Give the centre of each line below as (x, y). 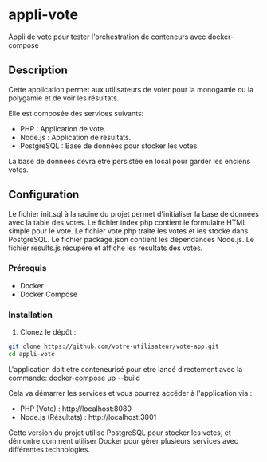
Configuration (44, 195)
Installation (31, 315)
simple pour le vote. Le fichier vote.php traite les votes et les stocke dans (128, 231)
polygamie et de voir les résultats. (64, 98)
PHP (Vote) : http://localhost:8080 (76, 409)
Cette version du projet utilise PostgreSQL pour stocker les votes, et (120, 433)
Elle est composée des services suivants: (76, 113)
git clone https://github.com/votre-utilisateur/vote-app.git (114, 347)
